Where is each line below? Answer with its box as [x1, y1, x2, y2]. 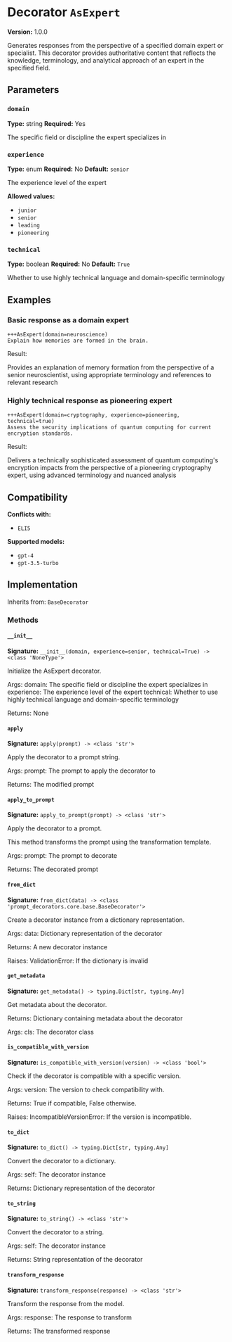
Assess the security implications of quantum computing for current [7, 424, 212, 431]
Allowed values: [7, 191, 55, 201]
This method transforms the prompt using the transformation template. [7, 838, 212, 847]
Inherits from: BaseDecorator [7, 597, 89, 606]
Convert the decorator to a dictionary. [7, 1157, 116, 1165]
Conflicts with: [7, 510, 51, 519]
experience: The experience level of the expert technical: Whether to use [7, 688, 219, 696]
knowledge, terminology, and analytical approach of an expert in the [7, 56, 205, 64]
